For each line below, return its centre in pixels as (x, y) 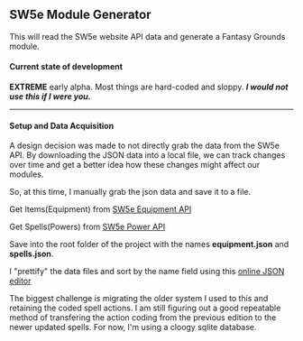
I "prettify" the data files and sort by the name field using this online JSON (147, 272)
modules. (27, 174)
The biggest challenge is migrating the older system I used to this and (139, 299)
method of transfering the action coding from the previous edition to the (143, 318)
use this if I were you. (50, 97)
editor (20, 281)
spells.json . (32, 254)
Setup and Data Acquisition (62, 125)
